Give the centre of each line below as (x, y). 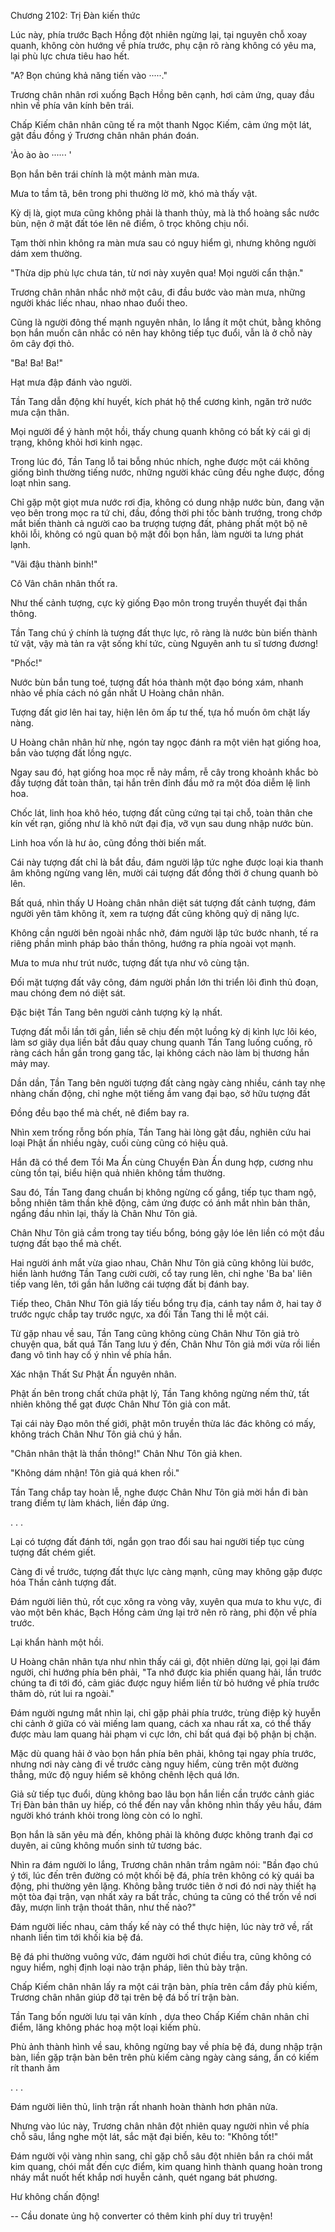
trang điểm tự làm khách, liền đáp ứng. (90, 1503)
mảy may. (30, 1063)
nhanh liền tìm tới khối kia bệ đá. (77, 1937)
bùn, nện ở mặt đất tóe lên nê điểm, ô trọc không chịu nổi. (129, 223)
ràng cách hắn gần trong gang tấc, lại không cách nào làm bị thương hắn (160, 1053)
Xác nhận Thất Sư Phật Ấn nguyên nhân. (93, 1374)
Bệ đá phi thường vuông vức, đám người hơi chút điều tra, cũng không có (161, 1956)
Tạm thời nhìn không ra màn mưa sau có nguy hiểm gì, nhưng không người (163, 243)
